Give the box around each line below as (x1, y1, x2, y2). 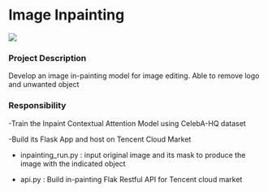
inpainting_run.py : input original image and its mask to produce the (19, 150, 246, 159)
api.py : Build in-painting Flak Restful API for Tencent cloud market (19, 174, 243, 184)
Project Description (8, 52, 87, 63)
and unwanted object (8, 80, 80, 89)
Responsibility (8, 100, 67, 111)
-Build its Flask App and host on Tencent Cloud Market (8, 134, 192, 144)
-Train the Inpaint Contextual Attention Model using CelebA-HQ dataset (8, 118, 246, 128)
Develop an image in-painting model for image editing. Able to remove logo (8, 71, 260, 81)
